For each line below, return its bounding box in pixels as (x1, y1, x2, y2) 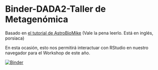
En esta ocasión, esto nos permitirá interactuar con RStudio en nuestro (5, 45, 149, 50)
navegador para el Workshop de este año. (5, 50, 90, 56)
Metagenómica (5, 14, 68, 25)
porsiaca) (5, 35, 25, 41)
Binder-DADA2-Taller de (5, 3, 106, 15)
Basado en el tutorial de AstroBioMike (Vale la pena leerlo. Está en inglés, (5, 30, 154, 36)
